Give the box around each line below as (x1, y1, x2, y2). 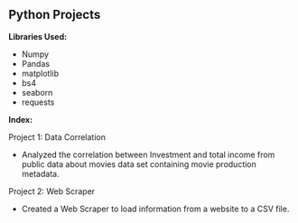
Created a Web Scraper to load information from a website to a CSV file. (21, 203, 290, 214)
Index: (8, 114, 33, 125)
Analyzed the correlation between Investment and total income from (21, 149, 275, 160)
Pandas (21, 58, 51, 69)
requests (21, 97, 55, 107)
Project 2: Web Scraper (8, 185, 96, 197)
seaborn (21, 87, 53, 98)
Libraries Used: (8, 31, 68, 42)
